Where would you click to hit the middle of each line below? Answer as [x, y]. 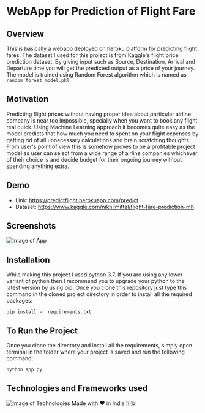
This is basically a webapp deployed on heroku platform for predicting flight [102, 48]
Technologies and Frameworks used [77, 388]
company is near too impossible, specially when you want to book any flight [102, 120]
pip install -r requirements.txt [49, 312]
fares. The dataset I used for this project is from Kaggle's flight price [92, 55]
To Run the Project [42, 331]
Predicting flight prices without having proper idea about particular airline [99, 114]
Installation [28, 260]
